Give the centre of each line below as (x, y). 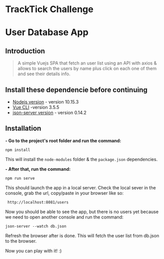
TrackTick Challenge (49, 9)
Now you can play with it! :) (34, 250)
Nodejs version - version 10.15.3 (46, 102)
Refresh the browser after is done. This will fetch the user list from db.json (82, 235)
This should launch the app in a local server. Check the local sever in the (81, 187)
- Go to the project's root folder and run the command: (63, 140)
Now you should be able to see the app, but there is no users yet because (82, 212)
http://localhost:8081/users (38, 202)
